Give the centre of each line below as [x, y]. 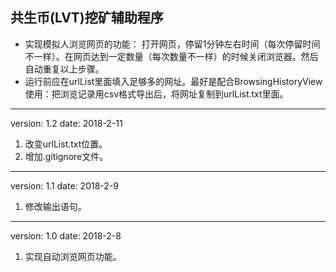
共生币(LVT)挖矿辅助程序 [87, 18]
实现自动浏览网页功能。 [73, 256]
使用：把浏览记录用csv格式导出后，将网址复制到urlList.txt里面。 [156, 94]
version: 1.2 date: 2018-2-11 [66, 123]
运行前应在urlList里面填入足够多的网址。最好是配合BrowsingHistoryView [173, 81]
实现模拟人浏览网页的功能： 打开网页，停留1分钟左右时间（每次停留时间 [172, 44]
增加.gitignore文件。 [66, 156]
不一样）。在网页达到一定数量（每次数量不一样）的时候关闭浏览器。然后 [171, 56]
